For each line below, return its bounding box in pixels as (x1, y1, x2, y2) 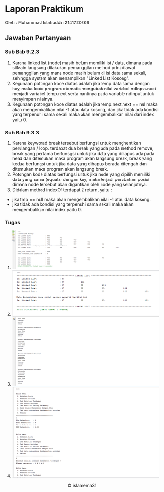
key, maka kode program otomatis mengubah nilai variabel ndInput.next (12, 86, 156, 91)
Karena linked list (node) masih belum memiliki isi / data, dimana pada (12, 60, 153, 66)
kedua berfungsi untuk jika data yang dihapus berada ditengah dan (12, 160, 147, 167)
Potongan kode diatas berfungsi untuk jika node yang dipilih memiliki (12, 171, 151, 177)
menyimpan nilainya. (12, 96, 54, 102)
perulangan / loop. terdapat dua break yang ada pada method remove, (12, 145, 154, 151)
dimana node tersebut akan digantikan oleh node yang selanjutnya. (12, 181, 147, 187)
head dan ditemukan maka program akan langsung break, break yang (12, 156, 152, 161)
